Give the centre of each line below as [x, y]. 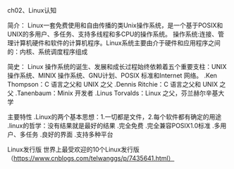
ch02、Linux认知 [32, 10]
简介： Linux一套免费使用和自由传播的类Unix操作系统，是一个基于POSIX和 [115, 25]
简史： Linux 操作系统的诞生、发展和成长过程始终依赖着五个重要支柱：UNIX [117, 67]
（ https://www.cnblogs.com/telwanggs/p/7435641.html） [91, 158]
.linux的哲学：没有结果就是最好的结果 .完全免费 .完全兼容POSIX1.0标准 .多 [114, 126]
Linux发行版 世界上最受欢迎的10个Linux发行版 [73, 149]
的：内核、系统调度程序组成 [48, 52]
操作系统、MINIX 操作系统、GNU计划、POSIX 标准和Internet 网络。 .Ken [112, 75]
